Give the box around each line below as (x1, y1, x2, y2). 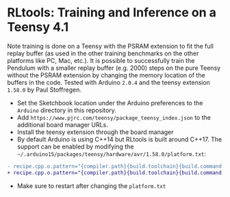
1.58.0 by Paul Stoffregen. (7, 86, 82, 94)
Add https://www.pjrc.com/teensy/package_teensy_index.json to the (16, 113, 211, 121)
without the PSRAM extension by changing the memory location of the (7, 70, 205, 79)
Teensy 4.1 (7, 19, 69, 35)
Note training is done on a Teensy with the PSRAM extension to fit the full (7, 42, 214, 50)
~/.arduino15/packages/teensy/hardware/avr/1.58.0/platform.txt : (16, 149, 207, 158)
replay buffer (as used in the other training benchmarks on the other (7, 49, 199, 57)
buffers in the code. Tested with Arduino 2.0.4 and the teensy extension (7, 78, 211, 86)
